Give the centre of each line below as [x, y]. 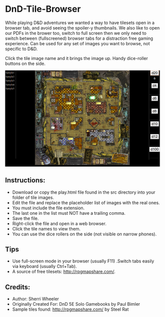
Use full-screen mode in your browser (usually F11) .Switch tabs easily [83, 261]
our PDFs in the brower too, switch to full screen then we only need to [76, 33]
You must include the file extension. [48, 208]
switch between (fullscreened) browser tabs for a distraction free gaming [79, 38]
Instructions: [25, 180]
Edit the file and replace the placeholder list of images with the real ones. [86, 202]
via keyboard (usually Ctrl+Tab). [44, 266]
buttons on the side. [25, 63]
